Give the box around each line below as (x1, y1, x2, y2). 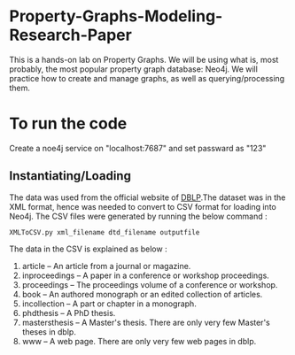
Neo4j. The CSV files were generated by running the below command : (9, 211, 268, 221)
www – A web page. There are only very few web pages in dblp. (21, 336, 257, 346)
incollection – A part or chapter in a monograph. (21, 298, 197, 309)
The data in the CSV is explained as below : (9, 243, 167, 254)
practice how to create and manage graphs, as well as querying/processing (9, 73, 285, 83)
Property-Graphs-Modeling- (9, 6, 223, 27)
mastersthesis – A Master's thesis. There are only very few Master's (21, 317, 270, 328)
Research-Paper (9, 25, 133, 45)
